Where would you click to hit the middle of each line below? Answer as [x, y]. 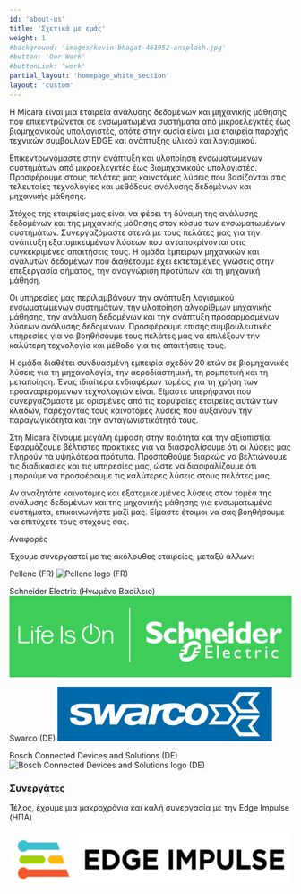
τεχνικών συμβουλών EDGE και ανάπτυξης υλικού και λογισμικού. [133, 140]
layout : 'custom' [42, 85]
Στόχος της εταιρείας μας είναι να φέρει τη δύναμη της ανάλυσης [133, 213]
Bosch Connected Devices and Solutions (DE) [94, 755]
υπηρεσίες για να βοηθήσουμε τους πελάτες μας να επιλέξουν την [134, 336]
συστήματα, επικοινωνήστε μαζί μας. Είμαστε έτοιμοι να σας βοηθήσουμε [147, 512]
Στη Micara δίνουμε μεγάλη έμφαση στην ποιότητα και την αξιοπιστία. [141, 437]
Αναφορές [29, 539]
